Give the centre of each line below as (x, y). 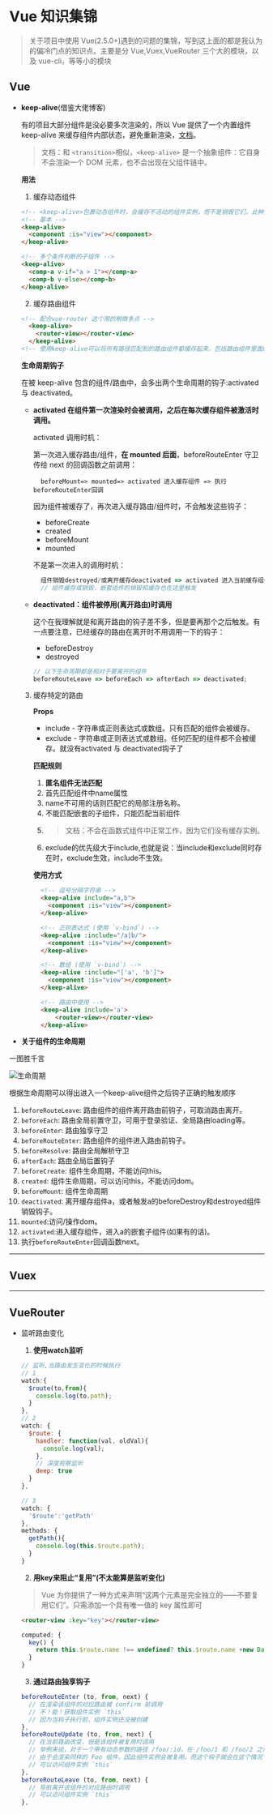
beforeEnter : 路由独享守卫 (64, 1131)
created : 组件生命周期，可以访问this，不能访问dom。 (109, 1181)
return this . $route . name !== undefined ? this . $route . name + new (145, 1650)
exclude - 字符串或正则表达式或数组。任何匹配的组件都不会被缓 (151, 738)
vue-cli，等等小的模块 (75, 61)
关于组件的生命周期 (53, 1042)
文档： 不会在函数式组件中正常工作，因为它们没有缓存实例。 (165, 831)
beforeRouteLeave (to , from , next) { (85, 1780)
